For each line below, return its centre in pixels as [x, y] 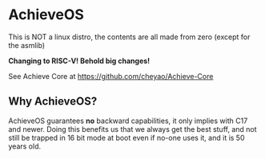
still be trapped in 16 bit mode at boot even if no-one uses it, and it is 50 [127, 137]
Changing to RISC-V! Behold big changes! [79, 61]
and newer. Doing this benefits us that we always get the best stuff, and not [133, 129]
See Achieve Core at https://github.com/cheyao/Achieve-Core [111, 76]
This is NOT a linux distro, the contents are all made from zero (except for [129, 37]
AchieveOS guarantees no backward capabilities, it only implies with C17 [128, 121]
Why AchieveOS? [53, 101]
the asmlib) [27, 45]
